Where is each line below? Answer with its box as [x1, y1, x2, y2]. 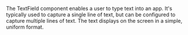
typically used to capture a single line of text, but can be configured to [6, 11, 176, 18]
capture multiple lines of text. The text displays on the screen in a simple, [6, 17, 183, 24]
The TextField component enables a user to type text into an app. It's [6, 5, 173, 12]
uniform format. [6, 23, 44, 30]
